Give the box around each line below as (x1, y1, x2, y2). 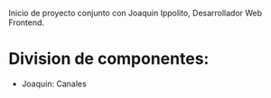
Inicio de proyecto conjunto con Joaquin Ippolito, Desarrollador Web (8, 8, 263, 18)
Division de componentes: (8, 49, 210, 69)
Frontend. (8, 17, 45, 28)
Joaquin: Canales (21, 78, 87, 89)
